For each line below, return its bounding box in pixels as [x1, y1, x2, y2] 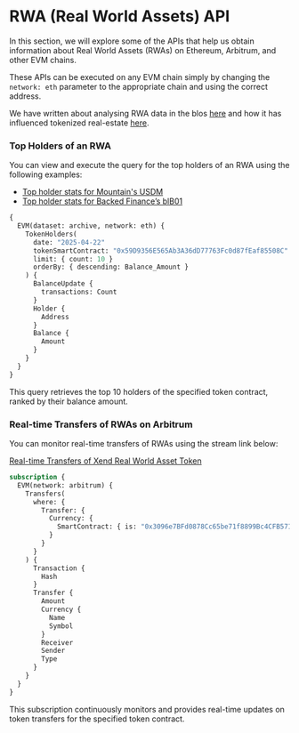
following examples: [9, 169, 83, 180]
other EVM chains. [9, 54, 77, 65]
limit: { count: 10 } [32, 254, 114, 263]
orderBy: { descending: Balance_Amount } [32, 262, 190, 272]
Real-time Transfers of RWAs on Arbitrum [9, 418, 193, 431]
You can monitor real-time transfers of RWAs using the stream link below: [9, 439, 279, 449]
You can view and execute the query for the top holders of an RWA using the [9, 160, 291, 171]
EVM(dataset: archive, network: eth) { [17, 222, 166, 230]
